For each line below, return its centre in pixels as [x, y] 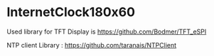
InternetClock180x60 [71, 12]
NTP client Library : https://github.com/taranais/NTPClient [92, 45]
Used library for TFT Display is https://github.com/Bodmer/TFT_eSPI [107, 31]
